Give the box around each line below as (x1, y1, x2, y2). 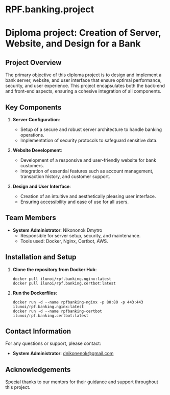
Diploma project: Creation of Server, (5, 27, 161, 39)
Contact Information (5, 327, 71, 336)
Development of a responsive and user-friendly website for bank (20, 157, 157, 163)
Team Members (5, 213, 56, 222)
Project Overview (5, 58, 62, 67)
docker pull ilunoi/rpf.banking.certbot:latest (12, 280, 116, 286)
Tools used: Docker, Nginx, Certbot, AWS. (20, 238, 108, 244)
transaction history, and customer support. (20, 173, 111, 180)
